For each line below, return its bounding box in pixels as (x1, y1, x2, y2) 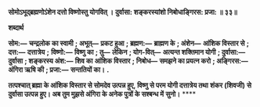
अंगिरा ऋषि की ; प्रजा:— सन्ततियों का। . (8, 65, 110, 74)
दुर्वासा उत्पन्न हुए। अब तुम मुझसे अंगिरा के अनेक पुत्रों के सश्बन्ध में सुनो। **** (8, 90, 197, 98)
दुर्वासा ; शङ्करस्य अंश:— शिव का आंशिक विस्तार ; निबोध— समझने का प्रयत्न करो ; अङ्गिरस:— (8, 56, 249, 66)
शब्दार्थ (8, 23, 24, 32)
